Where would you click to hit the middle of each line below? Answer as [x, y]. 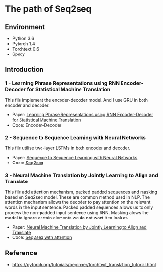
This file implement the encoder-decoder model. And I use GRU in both [76, 100]
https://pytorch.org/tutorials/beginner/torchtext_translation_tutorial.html [84, 265]
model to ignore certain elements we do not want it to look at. [67, 218]
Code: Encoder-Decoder [37, 125]
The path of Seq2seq [48, 9]
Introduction [24, 69]
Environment [25, 27]
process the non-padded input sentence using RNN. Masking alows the [77, 213]
